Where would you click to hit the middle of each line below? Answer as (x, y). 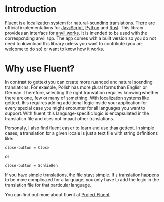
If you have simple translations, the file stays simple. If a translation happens (82, 175)
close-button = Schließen (31, 165)
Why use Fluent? (40, 68)
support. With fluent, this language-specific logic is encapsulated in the (77, 113)
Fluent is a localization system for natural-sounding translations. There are (80, 23)
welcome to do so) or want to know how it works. (55, 49)
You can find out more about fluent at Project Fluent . (58, 194)
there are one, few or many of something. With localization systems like (77, 98)
